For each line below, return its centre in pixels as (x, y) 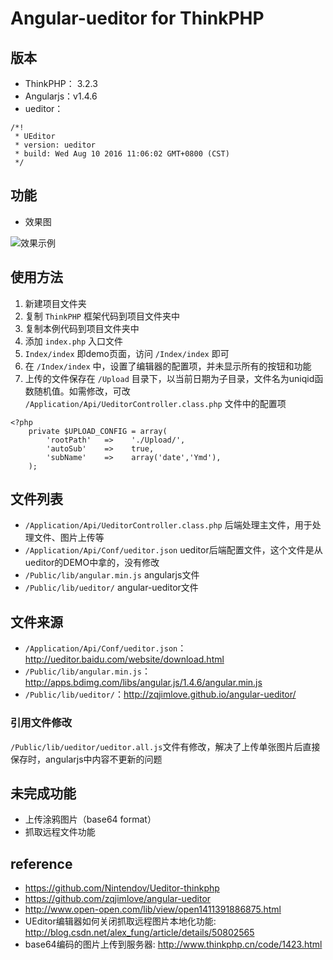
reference (41, 863)
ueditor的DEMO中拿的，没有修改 (92, 563)
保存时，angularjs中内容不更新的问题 (86, 759)
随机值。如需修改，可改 (82, 391)
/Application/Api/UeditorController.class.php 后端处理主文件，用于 (168, 525)
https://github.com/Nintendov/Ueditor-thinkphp (122, 888)
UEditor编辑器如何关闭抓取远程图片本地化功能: (120, 921)
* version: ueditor (55, 145)
